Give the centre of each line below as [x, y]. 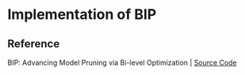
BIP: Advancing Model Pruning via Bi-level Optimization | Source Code [122, 62]
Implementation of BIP [82, 15]
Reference [34, 44]
